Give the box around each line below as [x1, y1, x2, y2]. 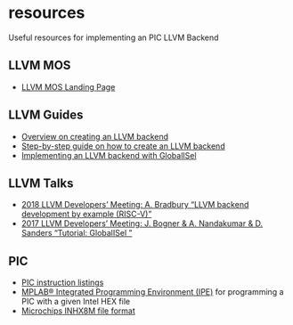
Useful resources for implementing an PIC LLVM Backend [8, 32, 219, 43]
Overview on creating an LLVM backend [20, 131, 169, 142]
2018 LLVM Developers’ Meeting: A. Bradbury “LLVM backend [20, 199, 249, 210]
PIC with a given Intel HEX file [20, 297, 131, 307]
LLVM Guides [8, 108, 84, 123]
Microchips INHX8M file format [20, 305, 135, 316]
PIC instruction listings [20, 277, 104, 288]
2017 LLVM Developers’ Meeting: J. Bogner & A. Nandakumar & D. [20, 218, 264, 229]
